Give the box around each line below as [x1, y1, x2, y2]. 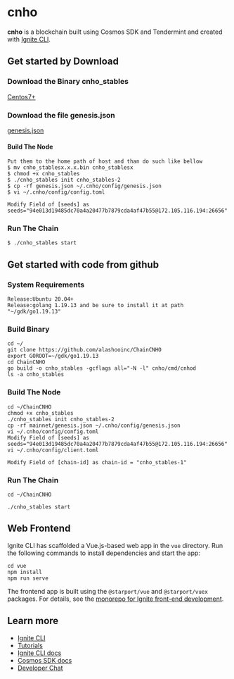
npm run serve [7, 575, 49, 582]
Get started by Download [7, 56, 119, 68]
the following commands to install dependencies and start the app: [7, 549, 200, 557]
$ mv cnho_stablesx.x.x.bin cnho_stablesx [7, 164, 134, 171]
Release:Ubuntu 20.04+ [7, 296, 74, 303]
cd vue [7, 562, 27, 569]
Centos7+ [7, 92, 37, 101]
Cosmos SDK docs [17, 656, 72, 664]
